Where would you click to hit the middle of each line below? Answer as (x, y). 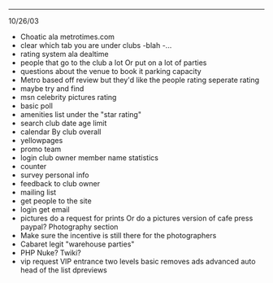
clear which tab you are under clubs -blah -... (96, 45)
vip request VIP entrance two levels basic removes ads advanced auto (138, 261)
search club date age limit (63, 123)
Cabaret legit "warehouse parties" (77, 244)
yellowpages (41, 140)
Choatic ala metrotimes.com (67, 37)
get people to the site (56, 201)
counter (33, 166)
